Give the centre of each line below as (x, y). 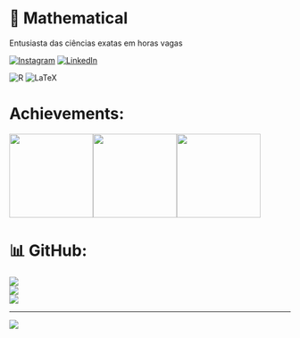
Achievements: (67, 114)
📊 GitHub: (48, 251)
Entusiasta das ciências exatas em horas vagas (96, 43)
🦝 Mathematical (69, 18)
